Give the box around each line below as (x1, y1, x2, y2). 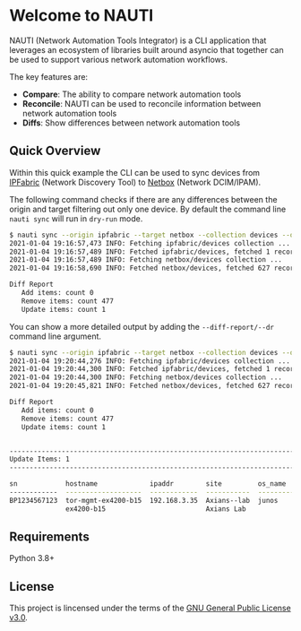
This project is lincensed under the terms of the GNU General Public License (9, 602, 291, 614)
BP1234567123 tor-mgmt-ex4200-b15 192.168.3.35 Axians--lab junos (9, 496, 279, 505)
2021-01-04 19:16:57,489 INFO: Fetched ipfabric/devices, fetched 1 (9, 247, 271, 256)
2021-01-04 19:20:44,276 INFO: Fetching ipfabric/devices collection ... (9, 356, 291, 366)
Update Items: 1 (9, 454, 70, 464)
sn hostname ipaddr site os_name (9, 480, 287, 488)
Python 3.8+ (9, 553, 56, 564)
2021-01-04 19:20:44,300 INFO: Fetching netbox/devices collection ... (9, 373, 282, 382)
